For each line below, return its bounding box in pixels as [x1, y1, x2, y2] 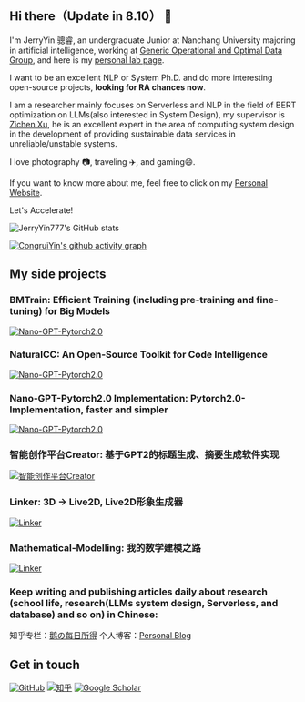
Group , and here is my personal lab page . [9, 54, 165, 66]
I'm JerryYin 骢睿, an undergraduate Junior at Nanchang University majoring [9, 35, 296, 46]
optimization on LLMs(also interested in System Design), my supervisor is [9, 108, 285, 120]
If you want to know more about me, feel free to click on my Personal [9, 177, 269, 188]
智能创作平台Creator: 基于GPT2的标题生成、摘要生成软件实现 [9, 449, 280, 462]
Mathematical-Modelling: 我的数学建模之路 [9, 541, 202, 554]
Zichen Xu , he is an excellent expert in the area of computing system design [9, 118, 295, 129]
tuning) [9, 305, 43, 318]
